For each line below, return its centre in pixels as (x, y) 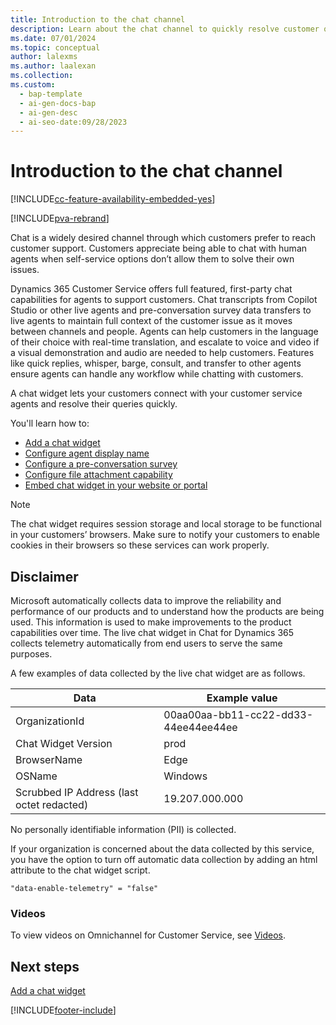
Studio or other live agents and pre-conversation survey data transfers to (161, 310)
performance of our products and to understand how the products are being (167, 611)
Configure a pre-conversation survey (101, 464)
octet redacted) (52, 804)
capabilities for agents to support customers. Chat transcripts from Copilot (164, 300)
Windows (185, 776)
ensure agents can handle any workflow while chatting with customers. (157, 374)
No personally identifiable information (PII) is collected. (123, 829)
